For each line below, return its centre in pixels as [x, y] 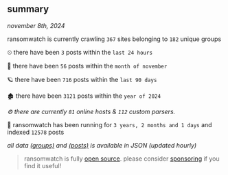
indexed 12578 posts [36, 132]
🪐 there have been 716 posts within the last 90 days [82, 79]
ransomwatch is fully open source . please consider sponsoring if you [122, 159]
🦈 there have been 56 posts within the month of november [87, 66]
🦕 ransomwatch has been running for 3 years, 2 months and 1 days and [110, 124]
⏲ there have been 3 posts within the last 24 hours [80, 52]
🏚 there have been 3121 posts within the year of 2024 [84, 96]
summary [28, 9]
